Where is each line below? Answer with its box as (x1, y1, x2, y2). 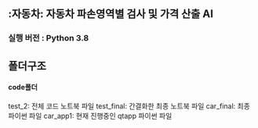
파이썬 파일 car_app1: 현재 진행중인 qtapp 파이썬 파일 (8, 111, 173, 120)
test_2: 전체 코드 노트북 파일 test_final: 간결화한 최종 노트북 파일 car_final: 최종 (8, 101, 251, 111)
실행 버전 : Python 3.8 (8, 33, 89, 44)
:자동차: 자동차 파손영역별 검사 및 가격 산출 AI (8, 7, 214, 21)
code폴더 (8, 83, 38, 92)
